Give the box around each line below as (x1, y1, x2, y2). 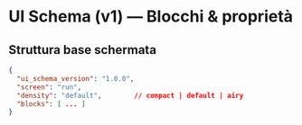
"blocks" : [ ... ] (16, 99, 87, 109)
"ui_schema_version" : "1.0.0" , (16, 74, 135, 83)
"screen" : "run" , (16, 83, 82, 92)
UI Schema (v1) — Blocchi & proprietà (8, 6, 294, 27)
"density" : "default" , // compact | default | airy (16, 91, 244, 100)
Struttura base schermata (8, 42, 157, 58)
